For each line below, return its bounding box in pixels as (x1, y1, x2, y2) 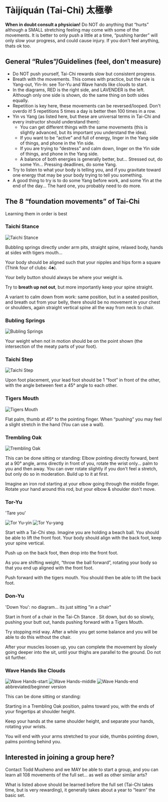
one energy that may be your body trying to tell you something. (12, 172, 143, 178)
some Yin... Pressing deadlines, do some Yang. (20, 161, 117, 167)
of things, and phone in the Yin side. (20, 140, 95, 146)
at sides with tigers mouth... (5, 249, 63, 255)
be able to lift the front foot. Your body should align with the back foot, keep (5, 535, 162, 541)
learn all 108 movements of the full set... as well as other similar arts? (5, 771, 147, 778)
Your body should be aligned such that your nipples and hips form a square (5, 259, 161, 265)
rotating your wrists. (5, 723, 47, 729)
